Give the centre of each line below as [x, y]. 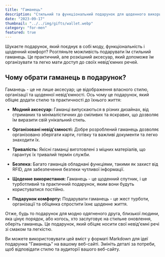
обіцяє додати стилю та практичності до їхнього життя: [63, 100]
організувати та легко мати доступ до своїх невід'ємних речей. [72, 62]
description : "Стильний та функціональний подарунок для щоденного [76, 14]
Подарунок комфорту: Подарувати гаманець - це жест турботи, [81, 199]
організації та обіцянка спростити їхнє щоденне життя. [70, 204]
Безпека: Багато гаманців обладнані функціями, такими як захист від [85, 164]
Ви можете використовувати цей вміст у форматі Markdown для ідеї [77, 238]
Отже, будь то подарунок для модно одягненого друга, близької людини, [82, 213]
